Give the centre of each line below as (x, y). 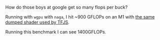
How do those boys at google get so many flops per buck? (67, 7)
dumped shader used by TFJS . (37, 22)
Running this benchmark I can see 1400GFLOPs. (56, 32)
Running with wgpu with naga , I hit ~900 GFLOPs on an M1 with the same (80, 17)
